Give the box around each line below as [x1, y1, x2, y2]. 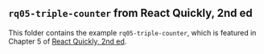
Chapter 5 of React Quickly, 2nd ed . [8, 36, 127, 46]
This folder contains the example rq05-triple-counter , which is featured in [8, 27, 257, 37]
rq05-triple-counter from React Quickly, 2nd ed [8, 6, 253, 20]
